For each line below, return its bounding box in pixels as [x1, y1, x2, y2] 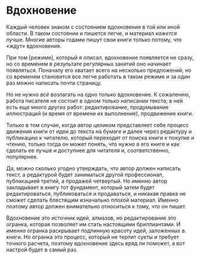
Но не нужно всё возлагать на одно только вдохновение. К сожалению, [6, 91, 190, 98]
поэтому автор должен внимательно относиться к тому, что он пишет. [6, 202, 187, 209]
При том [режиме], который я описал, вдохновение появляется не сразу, [6, 54, 194, 61]
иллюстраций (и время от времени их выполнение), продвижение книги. [6, 110, 193, 117]
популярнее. [6, 153, 38, 160]
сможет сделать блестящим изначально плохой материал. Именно [6, 196, 179, 203]
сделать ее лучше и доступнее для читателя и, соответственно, [6, 147, 170, 154]
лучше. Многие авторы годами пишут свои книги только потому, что [6, 36, 182, 43]
